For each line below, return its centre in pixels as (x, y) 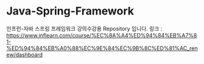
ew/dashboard (25, 54)
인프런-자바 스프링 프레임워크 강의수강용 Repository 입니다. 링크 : (84, 28)
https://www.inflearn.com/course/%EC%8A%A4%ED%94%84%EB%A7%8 (102, 35)
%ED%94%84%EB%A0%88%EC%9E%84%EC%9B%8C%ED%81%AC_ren (102, 48)
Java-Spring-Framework (70, 11)
